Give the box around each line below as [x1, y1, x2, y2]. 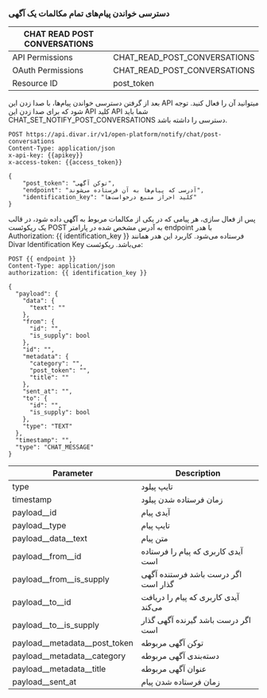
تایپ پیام [141, 520, 171, 531]
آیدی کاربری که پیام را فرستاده [141, 546, 244, 557]
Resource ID [12, 78, 58, 89]
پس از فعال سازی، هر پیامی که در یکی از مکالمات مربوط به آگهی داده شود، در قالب [8, 214, 256, 224]
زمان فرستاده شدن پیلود [141, 494, 223, 505]
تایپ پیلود [141, 481, 173, 492]
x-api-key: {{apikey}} [8, 151, 83, 159]
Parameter [52, 468, 94, 479]
